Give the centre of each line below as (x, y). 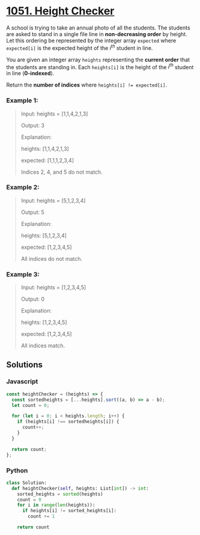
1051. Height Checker (60, 11)
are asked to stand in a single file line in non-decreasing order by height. (97, 34)
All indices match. (43, 346)
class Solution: (26, 483)
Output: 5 (33, 212)
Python (17, 470)
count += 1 (41, 516)
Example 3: (23, 274)
